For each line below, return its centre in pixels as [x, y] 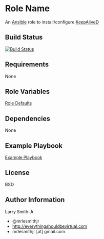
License [17, 173]
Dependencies [28, 118]
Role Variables [27, 91]
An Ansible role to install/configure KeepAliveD [52, 22]
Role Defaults [19, 103]
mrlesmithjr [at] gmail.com [39, 231]
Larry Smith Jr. [20, 211]
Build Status [24, 37]
